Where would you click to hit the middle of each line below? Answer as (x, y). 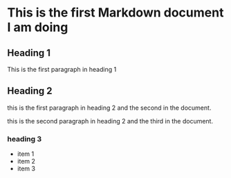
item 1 (26, 154)
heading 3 (25, 139)
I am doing (38, 27)
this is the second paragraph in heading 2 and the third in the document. (110, 121)
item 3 (26, 169)
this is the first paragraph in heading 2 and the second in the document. (109, 108)
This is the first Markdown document (115, 13)
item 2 (26, 161)
